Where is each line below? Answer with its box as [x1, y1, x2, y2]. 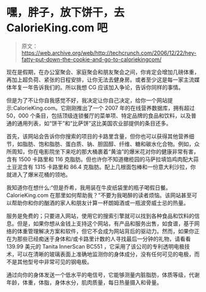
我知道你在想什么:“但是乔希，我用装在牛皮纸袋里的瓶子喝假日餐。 [6, 184, 172, 191]
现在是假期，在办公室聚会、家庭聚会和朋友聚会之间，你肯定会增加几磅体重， [6, 68, 200, 75]
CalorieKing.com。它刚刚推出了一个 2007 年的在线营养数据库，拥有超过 [13, 104, 195, 111]
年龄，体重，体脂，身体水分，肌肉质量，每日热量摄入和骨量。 [6, 279, 162, 286]
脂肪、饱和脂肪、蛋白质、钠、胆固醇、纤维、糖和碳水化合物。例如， [22, 140, 194, 148]
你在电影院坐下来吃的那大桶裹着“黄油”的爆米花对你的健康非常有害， [27, 148, 199, 155]
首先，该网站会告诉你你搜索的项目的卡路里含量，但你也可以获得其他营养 [6, 132, 189, 140]
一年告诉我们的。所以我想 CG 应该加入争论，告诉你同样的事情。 [22, 83, 184, 91]
